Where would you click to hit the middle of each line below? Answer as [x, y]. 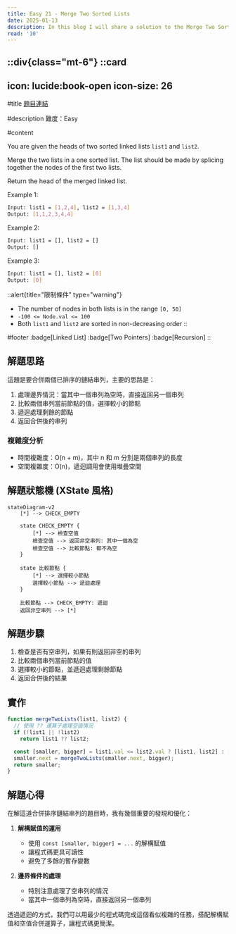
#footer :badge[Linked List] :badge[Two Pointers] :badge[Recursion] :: [109, 337]
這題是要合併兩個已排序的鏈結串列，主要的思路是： [81, 379]
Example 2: [24, 228]
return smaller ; [37, 765]
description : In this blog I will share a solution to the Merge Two [111, 27]
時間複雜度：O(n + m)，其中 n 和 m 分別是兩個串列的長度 [100, 457]
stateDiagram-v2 [31, 507]
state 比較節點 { [43, 568]
